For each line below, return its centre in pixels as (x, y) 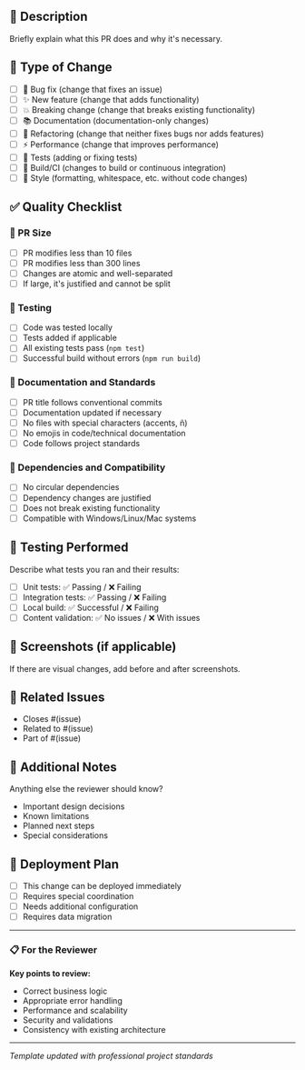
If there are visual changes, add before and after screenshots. (125, 668)
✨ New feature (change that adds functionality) (111, 99)
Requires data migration (67, 917)
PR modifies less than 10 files (77, 253)
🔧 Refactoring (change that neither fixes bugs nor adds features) (143, 134)
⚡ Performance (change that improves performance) (121, 144)
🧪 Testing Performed (69, 548)
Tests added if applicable (70, 338)
